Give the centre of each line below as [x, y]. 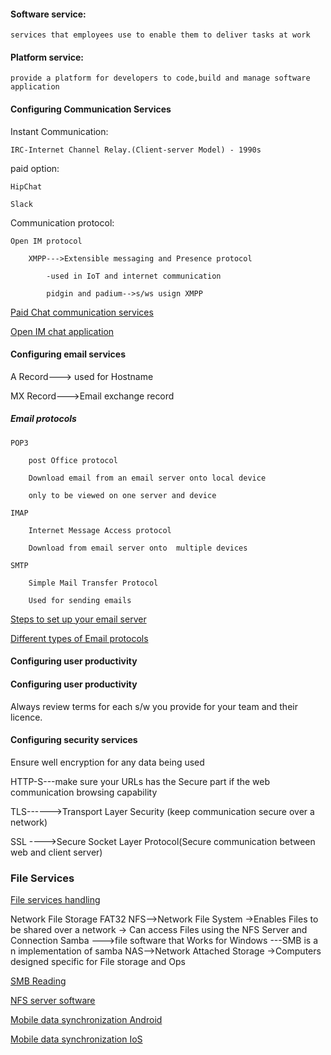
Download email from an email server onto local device [147, 478]
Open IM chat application [62, 331]
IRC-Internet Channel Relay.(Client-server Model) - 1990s [136, 150]
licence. [26, 717]
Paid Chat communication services [82, 312]
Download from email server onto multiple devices [138, 548]
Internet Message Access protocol [100, 530]
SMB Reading [38, 981]
